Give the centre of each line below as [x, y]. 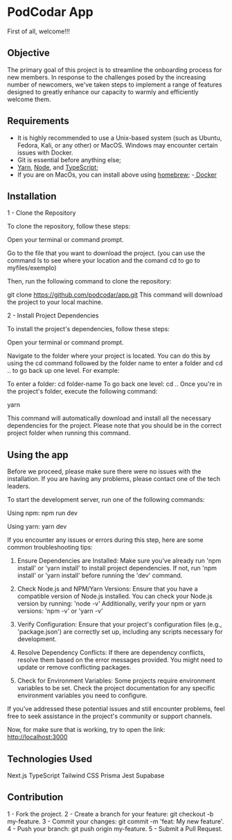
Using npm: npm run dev [43, 513]
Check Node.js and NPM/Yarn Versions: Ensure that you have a [108, 589]
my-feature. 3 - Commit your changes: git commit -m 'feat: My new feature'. [116, 821]
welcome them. [29, 99]
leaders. [19, 487]
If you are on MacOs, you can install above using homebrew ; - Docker [117, 175]
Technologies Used [50, 759]
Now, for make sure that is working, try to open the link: [86, 730]
